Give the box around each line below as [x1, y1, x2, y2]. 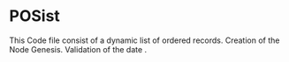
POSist [9, 6, 60, 26]
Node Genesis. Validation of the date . [9, 44, 148, 54]
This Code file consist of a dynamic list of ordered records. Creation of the [9, 35, 280, 45]
